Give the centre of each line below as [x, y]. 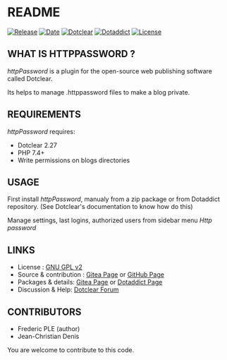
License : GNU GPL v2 [50, 267]
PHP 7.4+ [31, 152]
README [34, 12]
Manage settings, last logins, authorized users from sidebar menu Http [110, 220]
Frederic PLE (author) [49, 329]
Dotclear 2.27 [37, 145]
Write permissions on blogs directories [74, 160]
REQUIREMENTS [44, 115]
